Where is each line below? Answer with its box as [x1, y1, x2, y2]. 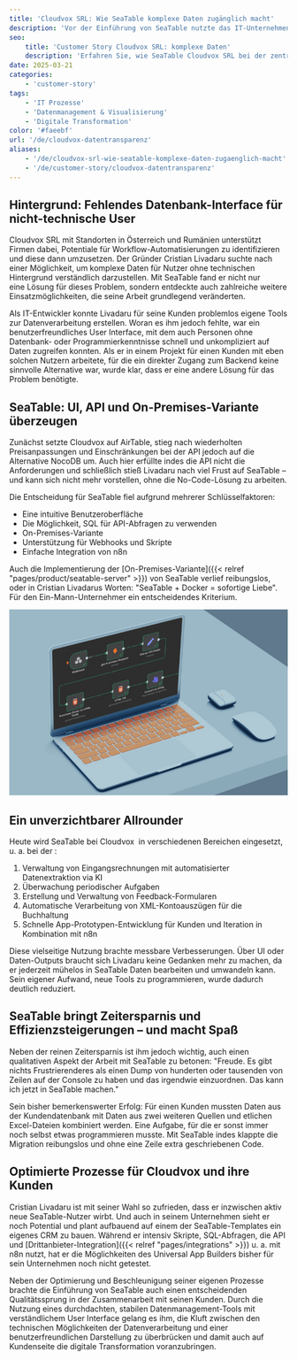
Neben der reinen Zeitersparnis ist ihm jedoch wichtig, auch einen [9, 1046, 249, 1056]
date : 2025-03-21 [9, 61, 73, 70]
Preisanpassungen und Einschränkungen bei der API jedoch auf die [9, 447, 255, 457]
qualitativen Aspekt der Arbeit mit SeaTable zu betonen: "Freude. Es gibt [9, 1056, 272, 1066]
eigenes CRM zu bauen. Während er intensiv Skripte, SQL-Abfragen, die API [9, 1230, 286, 1241]
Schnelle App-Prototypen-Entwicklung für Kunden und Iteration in [21, 919, 263, 930]
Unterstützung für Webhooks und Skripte [21, 537, 172, 548]
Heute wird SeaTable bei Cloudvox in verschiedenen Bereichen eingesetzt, [9, 836, 283, 847]
